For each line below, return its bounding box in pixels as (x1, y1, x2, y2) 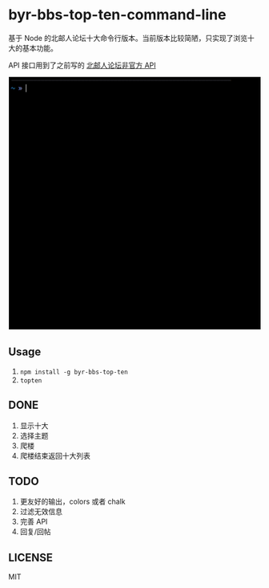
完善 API (19, 517, 48, 527)
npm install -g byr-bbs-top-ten (19, 368, 128, 376)
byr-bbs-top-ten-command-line (8, 6, 227, 24)
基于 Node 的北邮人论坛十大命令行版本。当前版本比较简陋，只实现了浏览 (8, 33, 248, 43)
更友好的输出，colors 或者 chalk (19, 496, 126, 507)
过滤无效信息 (19, 507, 62, 517)
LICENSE (8, 550, 54, 564)
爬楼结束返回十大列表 (19, 451, 90, 460)
